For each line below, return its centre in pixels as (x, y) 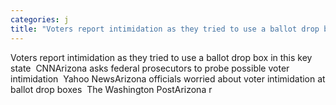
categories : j (40, 19)
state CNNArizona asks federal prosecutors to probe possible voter (150, 68)
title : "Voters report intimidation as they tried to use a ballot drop (165, 29)
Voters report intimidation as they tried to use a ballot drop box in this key (161, 57)
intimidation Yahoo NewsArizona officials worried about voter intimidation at (168, 78)
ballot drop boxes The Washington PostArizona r (111, 89)
